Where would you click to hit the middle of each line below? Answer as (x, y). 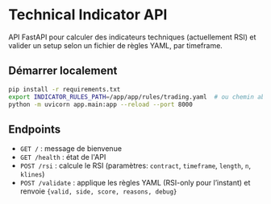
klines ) (32, 174)
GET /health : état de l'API (63, 157)
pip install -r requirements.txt (65, 89)
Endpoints (35, 129)
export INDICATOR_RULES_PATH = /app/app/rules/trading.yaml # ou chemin (131, 97)
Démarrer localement (63, 71)
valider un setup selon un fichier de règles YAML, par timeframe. (116, 45)
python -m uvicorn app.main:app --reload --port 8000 (101, 104)
